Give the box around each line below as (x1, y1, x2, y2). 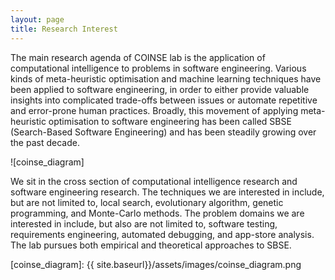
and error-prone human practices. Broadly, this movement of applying (10, 104, 299, 116)
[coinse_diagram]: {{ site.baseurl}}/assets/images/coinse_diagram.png (10, 258, 302, 270)
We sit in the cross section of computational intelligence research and (10, 175, 298, 187)
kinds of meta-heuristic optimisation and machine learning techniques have (10, 72, 322, 85)
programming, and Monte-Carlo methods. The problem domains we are (10, 207, 305, 219)
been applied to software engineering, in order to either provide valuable (10, 83, 310, 95)
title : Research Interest (10, 24, 118, 34)
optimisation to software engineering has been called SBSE (48, 115, 292, 127)
